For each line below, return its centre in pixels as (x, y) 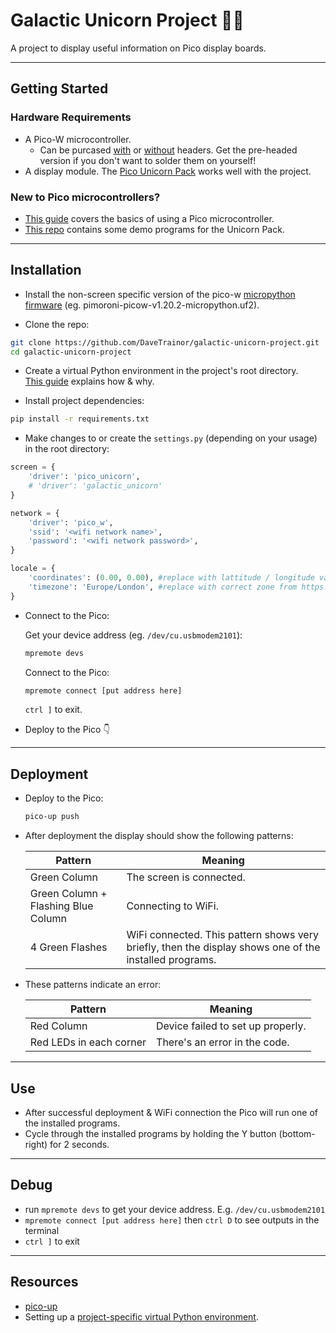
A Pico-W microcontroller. (78, 139)
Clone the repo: (57, 324)
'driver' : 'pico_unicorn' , (84, 477)
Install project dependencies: (84, 401)
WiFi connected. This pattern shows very (222, 935)
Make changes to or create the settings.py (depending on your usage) (171, 438)
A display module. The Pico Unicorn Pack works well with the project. (168, 171)
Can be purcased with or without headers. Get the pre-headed (168, 150)
